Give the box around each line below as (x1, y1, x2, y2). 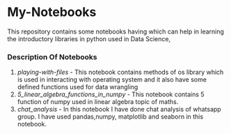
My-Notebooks (7, 4, 97, 20)
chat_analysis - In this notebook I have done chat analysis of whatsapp (17, 105, 221, 114)
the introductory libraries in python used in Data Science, (7, 34, 171, 43)
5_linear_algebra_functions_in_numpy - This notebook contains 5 (17, 90, 205, 98)
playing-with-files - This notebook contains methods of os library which (17, 68, 224, 77)
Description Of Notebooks (7, 52, 97, 61)
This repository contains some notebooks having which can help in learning (7, 27, 225, 36)
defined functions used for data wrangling (17, 83, 138, 91)
